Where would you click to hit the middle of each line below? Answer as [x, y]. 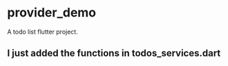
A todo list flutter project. [42, 32]
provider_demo [52, 13]
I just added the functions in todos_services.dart [114, 53]
